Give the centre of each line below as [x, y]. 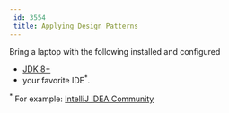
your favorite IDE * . [56, 79]
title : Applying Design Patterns [76, 26]
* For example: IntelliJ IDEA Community [82, 98]
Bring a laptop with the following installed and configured [115, 51]
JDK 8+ [36, 69]
